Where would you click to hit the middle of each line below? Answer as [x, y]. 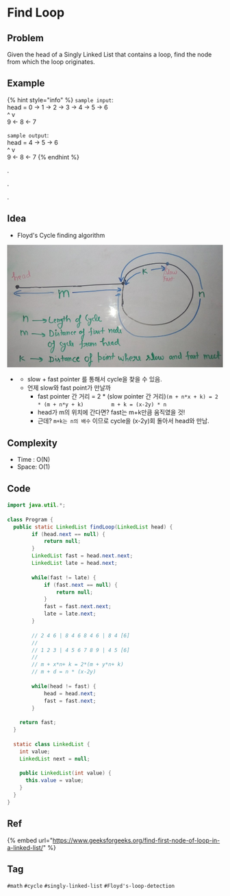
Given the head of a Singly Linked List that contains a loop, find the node [110, 54]
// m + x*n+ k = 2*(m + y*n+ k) [78, 664]
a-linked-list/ [25, 847]
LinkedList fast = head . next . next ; [82, 556]
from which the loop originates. [51, 62]
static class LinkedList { [52, 744]
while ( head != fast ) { [64, 686]
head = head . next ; [70, 693]
